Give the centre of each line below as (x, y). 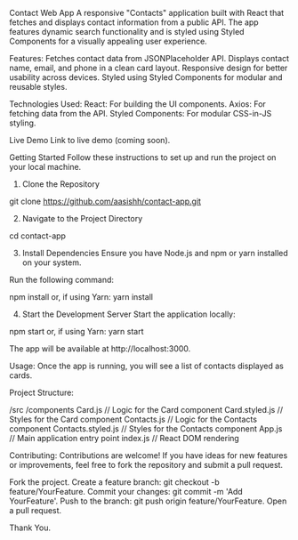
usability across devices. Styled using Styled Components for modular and (146, 77)
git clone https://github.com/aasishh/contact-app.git (105, 201)
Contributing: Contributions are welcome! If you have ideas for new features (149, 455)
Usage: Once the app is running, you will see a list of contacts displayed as (147, 366)
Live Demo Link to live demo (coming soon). (90, 140)
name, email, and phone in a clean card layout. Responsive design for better (149, 68)
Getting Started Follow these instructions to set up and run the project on (143, 157)
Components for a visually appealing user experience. (108, 41)
